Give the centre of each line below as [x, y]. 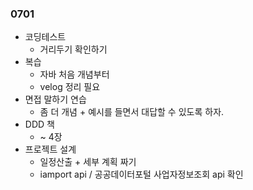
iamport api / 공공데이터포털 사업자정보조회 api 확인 [141, 174]
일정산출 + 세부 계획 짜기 [88, 162]
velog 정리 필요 [70, 87]
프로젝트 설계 [50, 149]
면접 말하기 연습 [55, 99]
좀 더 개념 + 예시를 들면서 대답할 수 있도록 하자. [132, 112]
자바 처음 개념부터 [74, 74]
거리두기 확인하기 [73, 49]
